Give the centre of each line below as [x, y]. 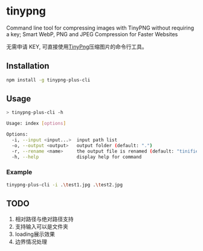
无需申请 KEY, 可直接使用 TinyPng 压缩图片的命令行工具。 [77, 46]
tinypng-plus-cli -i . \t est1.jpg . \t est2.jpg [64, 185]
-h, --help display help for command [77, 157]
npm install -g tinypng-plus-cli [48, 80]
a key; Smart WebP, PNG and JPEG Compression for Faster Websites [92, 34]
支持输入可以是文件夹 [41, 226]
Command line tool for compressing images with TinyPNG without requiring [100, 28]
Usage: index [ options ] [36, 124]
